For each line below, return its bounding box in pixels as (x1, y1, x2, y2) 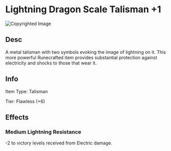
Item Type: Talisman (5, 88, 48, 94)
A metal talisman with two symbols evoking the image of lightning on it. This (5, 49, 166, 55)
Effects (5, 113, 29, 121)
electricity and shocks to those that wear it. (5, 60, 97, 66)
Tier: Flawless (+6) (5, 98, 45, 104)
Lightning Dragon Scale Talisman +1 (5, 4, 161, 15)
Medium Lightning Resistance (5, 128, 82, 135)
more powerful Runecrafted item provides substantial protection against (5, 54, 158, 60)
